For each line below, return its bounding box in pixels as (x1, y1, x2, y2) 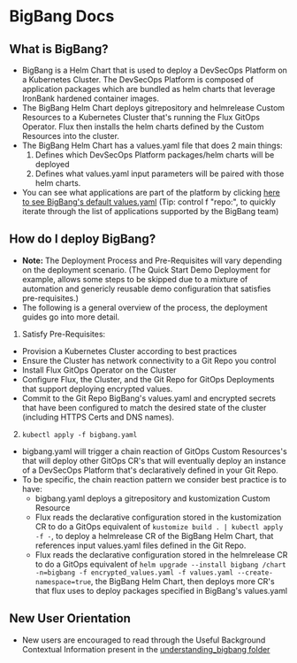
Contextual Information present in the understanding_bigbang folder (21, 644, 270, 654)
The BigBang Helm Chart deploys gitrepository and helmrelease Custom (21, 103, 286, 112)
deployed (34, 159, 70, 169)
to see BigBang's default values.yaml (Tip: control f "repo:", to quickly (21, 197, 277, 207)
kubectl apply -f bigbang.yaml (21, 430, 138, 439)
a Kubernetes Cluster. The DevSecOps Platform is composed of (21, 74, 254, 85)
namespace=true (34, 577, 91, 586)
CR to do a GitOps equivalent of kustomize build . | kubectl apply (34, 520, 284, 532)
